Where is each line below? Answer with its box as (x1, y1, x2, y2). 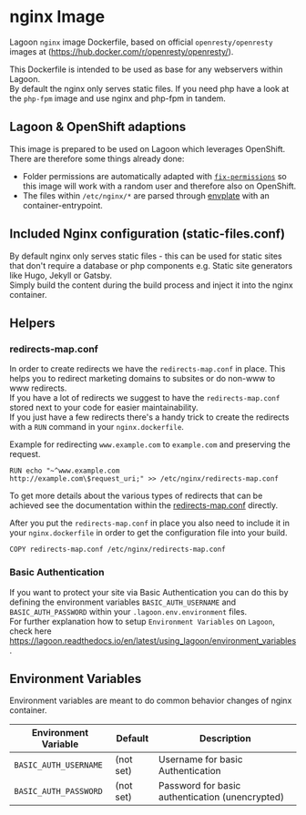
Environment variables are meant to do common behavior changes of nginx (9, 695, 292, 707)
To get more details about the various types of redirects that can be (9, 490, 263, 502)
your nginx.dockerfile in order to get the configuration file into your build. (9, 527, 288, 538)
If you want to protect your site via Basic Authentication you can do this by (9, 586, 289, 597)
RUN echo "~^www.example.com (9, 466, 120, 475)
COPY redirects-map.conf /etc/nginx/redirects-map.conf (9, 545, 226, 555)
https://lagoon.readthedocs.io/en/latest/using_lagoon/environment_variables (9, 635, 297, 646)
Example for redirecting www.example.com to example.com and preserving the (9, 439, 291, 450)
